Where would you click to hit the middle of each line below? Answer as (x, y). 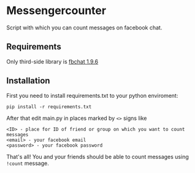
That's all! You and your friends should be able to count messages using (97, 156)
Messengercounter (56, 11)
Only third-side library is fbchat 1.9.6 (52, 61)
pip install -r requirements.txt (49, 107)
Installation (28, 81)
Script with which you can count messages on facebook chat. (84, 28)
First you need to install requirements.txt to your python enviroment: (92, 95)
